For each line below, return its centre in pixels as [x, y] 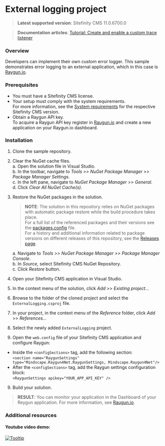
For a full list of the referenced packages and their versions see [90, 222]
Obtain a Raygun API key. [38, 117]
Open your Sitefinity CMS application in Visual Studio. [67, 278]
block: [19, 372]
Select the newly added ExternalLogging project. [62, 328]
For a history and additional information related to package [85, 233]
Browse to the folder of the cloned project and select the [70, 298]
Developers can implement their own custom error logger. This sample [77, 62]
